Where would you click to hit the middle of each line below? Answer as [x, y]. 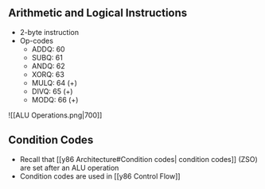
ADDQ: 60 [48, 49]
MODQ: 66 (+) [55, 99]
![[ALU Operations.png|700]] [55, 115]
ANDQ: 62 [48, 66]
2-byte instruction [49, 32]
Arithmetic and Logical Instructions [98, 13]
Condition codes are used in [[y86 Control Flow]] [100, 176]
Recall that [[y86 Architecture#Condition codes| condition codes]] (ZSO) [139, 159]
